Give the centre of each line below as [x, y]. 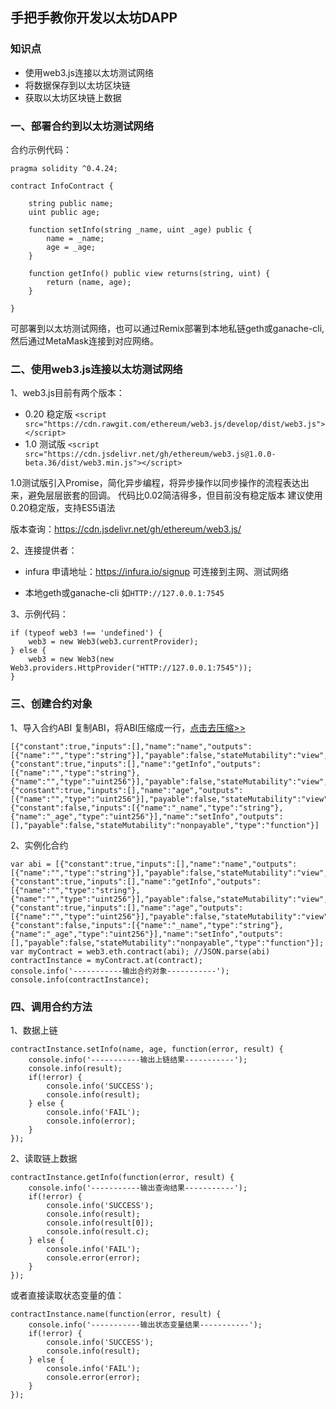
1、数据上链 [34, 1030]
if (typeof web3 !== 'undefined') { [86, 633]
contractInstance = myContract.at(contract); [106, 960]
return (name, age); [89, 282]
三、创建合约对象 [51, 704]
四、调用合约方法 [51, 1006]
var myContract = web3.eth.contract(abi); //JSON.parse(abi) [140, 951]
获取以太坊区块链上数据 [73, 97]
